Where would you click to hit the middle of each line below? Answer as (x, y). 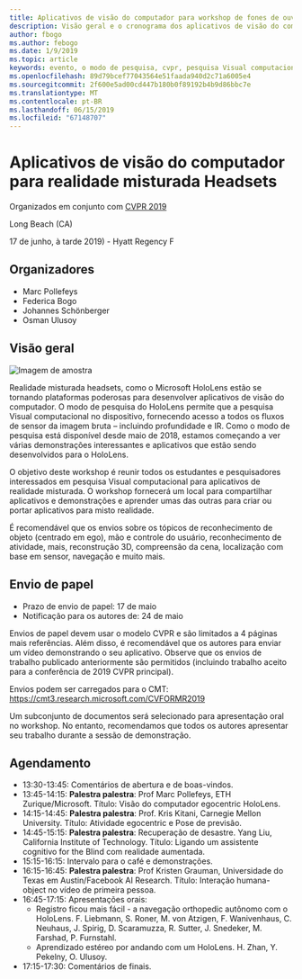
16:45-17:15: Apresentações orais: (85, 900)
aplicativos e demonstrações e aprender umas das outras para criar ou (141, 500)
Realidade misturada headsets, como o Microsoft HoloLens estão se (136, 387)
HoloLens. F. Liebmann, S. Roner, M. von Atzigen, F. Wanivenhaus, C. (164, 919)
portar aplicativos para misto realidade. (82, 510)
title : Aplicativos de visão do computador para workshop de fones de (144, 18)
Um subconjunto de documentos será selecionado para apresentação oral (147, 715)
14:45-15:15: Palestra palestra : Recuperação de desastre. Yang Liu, (147, 832)
